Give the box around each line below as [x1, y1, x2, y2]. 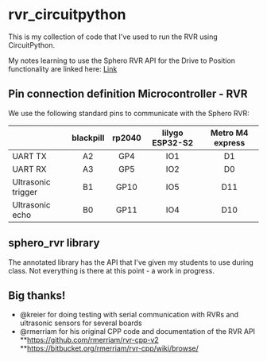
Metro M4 [210, 127, 249, 138]
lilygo [161, 127, 184, 138]
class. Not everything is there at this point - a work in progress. [8, 266, 215, 275]
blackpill [71, 132, 105, 143]
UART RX [12, 163, 47, 174]
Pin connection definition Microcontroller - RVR [8, 87, 248, 101]
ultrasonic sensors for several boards [19, 318, 142, 328]
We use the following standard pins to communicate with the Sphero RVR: [8, 108, 250, 118]
